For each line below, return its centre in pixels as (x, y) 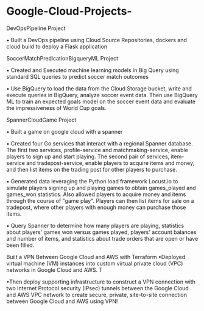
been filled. (20, 245)
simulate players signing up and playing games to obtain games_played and (101, 188)
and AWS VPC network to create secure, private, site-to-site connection (97, 295)
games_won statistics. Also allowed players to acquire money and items (96, 194)
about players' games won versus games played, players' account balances (101, 232)
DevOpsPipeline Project (36, 28)
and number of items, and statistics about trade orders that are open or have (102, 238)
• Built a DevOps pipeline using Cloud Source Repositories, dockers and (97, 40)
